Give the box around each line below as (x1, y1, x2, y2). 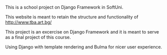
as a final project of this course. (5, 34, 71, 40)
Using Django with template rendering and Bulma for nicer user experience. (5, 44, 162, 49)
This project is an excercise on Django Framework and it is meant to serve (5, 29, 159, 34)
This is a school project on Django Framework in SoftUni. (5, 4, 124, 10)
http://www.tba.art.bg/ (5, 19, 52, 25)
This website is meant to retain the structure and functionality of (5, 14, 139, 19)
